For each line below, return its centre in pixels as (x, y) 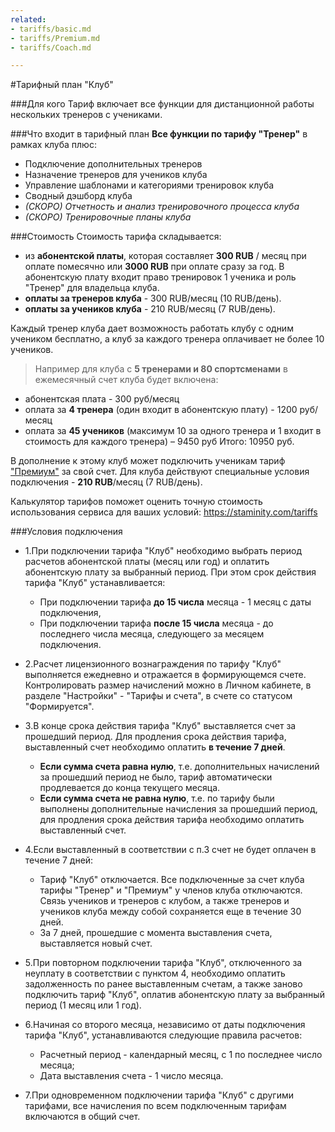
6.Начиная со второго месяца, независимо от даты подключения (165, 1025)
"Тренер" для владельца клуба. (92, 288)
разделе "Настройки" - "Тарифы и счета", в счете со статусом (158, 696)
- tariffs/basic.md (51, 29)
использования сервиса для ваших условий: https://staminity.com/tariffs (164, 512)
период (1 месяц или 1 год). (83, 1005)
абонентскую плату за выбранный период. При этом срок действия (170, 572)
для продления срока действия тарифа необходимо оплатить (172, 820)
